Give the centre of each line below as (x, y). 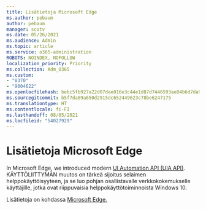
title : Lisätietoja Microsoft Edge (52, 12)
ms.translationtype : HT (37, 103)
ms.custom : (20, 75)
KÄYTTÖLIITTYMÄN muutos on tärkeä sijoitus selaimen (76, 175)
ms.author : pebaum (30, 18)
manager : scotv (26, 29)
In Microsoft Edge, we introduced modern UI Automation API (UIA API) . (96, 168)
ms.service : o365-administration (49, 52)
